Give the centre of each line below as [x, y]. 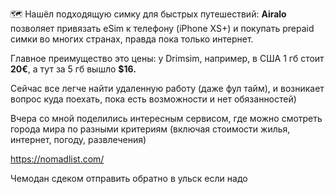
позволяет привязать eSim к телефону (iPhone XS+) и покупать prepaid [162, 28]
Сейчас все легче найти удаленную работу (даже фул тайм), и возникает [167, 88]
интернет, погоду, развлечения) [78, 139]
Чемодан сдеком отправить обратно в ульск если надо [129, 178]
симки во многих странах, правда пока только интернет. [132, 39]
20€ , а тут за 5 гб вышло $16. [73, 69]
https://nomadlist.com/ [57, 159]
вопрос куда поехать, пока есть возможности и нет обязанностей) [153, 99]
